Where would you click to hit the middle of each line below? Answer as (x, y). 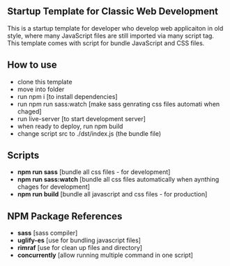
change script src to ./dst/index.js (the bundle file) (89, 133)
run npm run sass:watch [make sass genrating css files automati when (118, 104)
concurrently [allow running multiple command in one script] (105, 255)
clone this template (45, 81)
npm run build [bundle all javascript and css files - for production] (112, 194)
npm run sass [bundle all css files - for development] (94, 172)
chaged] (29, 111)
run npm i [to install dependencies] (67, 96)
